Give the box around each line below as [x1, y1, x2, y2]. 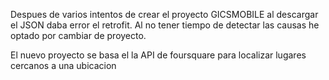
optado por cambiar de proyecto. [10, 30, 147, 41]
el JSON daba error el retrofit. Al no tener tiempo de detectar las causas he [10, 19, 320, 31]
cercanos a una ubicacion [10, 60, 117, 71]
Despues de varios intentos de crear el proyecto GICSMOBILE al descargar [10, 9, 319, 20]
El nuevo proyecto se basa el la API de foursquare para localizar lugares [10, 49, 307, 61]
